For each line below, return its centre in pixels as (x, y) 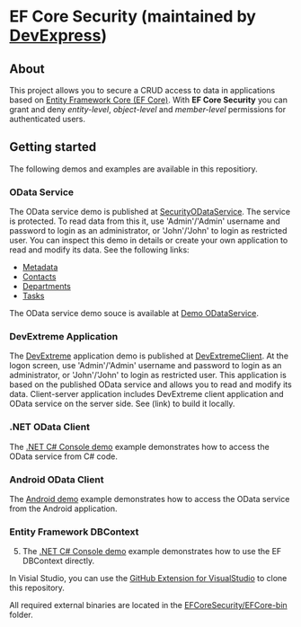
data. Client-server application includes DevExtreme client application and (147, 394)
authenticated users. (48, 119)
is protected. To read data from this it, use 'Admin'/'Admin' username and (145, 221)
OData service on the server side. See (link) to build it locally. (122, 404)
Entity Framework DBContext (74, 532)
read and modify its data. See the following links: (100, 250)
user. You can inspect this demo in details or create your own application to (149, 241)
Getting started (53, 147)
